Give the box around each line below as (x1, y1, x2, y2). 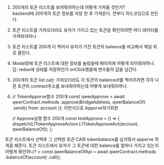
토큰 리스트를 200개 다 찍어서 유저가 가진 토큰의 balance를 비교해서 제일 (12, 44, 152, 49)
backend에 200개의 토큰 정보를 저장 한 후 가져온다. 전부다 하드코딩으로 (12, 10, 150, 16)
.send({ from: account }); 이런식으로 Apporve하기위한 (12, 105, 118, 111)
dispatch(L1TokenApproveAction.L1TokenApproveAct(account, (12, 121, 139, 127)
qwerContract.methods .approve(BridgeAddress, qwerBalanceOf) (12, 99, 146, 105)
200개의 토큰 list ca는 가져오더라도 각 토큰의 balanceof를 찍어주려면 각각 (12, 77, 154, 83)
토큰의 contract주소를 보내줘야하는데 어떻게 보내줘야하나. (17, 83, 128, 89)
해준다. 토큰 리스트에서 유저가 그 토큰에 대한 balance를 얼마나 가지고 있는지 (14, 142, 159, 148)
